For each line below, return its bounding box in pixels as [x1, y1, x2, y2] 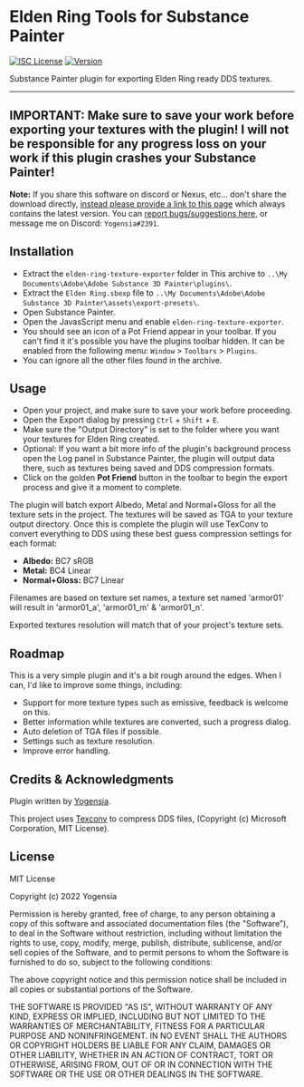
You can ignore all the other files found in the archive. [22, 354, 223, 365]
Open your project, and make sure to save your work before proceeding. [22, 405, 292, 416]
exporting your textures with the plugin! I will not [9, 122, 290, 138]
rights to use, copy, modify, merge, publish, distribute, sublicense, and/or [9, 937, 282, 948]
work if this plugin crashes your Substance [9, 150, 257, 166]
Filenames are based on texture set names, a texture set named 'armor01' [9, 592, 284, 604]
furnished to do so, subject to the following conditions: [9, 956, 213, 967]
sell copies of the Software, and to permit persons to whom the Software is [9, 946, 290, 957]
